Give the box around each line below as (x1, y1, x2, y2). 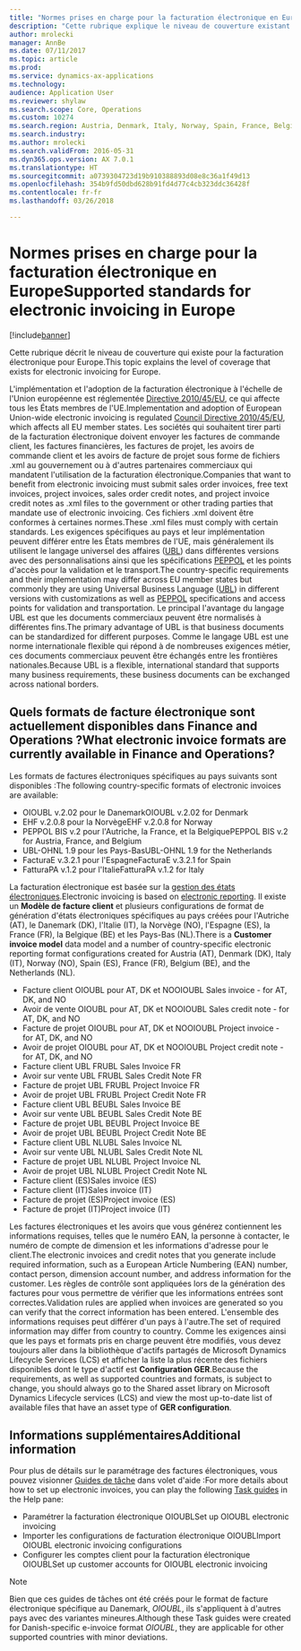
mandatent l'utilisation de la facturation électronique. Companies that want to (9, 469, 291, 480)
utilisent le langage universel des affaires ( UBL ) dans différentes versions (9, 545, 279, 556)
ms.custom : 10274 (9, 113, 74, 122)
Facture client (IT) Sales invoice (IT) (21, 1184, 152, 1195)
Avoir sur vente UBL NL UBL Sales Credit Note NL (21, 1146, 203, 1157)
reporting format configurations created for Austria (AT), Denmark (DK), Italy (9, 947, 292, 959)
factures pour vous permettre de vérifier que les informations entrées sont (9, 1287, 284, 1298)
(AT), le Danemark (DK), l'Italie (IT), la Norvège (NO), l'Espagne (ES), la (9, 920, 271, 930)
